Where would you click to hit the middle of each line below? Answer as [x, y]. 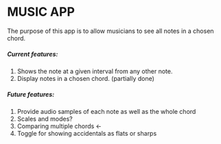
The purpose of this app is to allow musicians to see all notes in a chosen [110, 31]
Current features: [33, 54]
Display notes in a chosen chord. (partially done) [85, 78]
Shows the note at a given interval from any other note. [95, 71]
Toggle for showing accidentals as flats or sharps [87, 133]
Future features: [31, 94]
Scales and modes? [45, 119]
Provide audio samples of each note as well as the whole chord [106, 111]
